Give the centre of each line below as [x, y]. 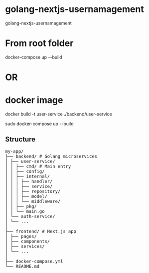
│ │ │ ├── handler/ [29, 181]
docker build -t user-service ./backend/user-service [59, 114]
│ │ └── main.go [25, 211]
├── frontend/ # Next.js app [41, 231]
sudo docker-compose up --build [39, 124]
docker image [34, 100]
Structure [20, 139]
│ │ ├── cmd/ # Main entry [38, 166]
